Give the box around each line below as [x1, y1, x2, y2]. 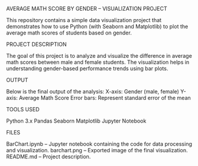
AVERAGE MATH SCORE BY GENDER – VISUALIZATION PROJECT [6, 5, 168, 12]
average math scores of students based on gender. [6, 29, 132, 36]
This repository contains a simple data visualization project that [6, 17, 162, 23]
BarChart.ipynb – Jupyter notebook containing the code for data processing [6, 140, 193, 148]
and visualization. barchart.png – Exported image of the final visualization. [6, 147, 188, 154]
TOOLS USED [6, 106, 40, 112]
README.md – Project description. [6, 153, 91, 160]
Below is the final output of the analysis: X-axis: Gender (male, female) [6, 88, 180, 95]
